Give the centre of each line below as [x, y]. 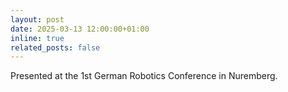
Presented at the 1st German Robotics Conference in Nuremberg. [144, 76]
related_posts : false [55, 47]
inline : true [37, 38]
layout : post [37, 19]
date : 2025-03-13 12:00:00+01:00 [80, 29]
